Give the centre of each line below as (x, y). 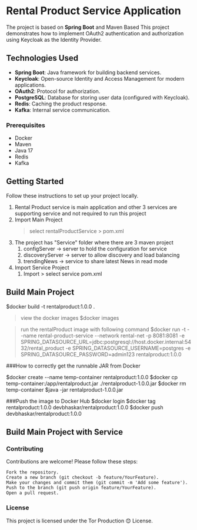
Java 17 (24, 151)
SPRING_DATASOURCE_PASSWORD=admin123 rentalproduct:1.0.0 (101, 354)
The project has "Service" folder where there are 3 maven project (94, 242)
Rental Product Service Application (94, 11)
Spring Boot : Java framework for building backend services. (88, 72)
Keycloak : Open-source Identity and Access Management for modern (99, 78)
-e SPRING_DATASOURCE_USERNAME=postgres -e (128, 348)
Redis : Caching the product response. (61, 104)
